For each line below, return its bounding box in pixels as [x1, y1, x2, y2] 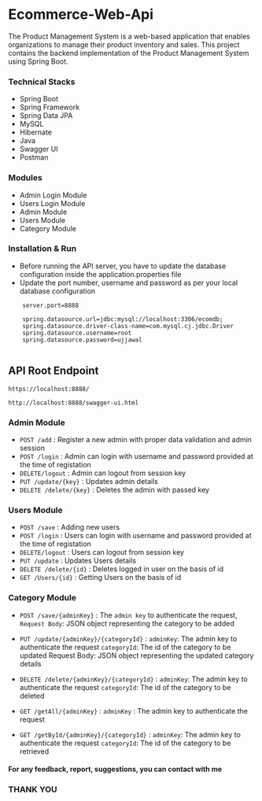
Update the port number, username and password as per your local [19, 278, 238, 287]
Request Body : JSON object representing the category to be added [19, 618, 234, 628]
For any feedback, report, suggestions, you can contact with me [8, 765, 223, 774]
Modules [8, 172, 43, 183]
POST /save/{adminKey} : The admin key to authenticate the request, [19, 610, 238, 619]
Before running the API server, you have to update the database [19, 261, 227, 271]
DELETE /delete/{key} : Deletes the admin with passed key [19, 485, 210, 494]
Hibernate [19, 127, 53, 137]
